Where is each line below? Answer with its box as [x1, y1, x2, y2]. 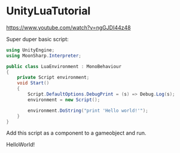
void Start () [17, 80, 50, 86]
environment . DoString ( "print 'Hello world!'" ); [28, 108, 148, 114]
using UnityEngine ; [6, 47, 55, 53]
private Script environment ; [17, 75, 90, 81]
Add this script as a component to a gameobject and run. [6, 130, 147, 137]
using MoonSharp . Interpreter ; [6, 53, 82, 59]
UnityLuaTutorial [6, 4, 91, 18]
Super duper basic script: [6, 35, 69, 42]
